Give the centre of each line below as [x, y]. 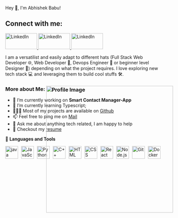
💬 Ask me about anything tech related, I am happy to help [73, 124]
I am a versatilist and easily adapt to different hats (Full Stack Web [74, 57]
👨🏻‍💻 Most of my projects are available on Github [63, 111]
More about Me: [25, 89]
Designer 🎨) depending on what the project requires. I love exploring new [82, 68]
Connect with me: [34, 24]
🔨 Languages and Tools [30, 139]
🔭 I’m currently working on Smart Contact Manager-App [72, 100]
